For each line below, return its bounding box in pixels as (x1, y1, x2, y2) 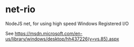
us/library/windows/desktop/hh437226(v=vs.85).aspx (5, 36, 120, 42)
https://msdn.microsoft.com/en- (14, 30, 83, 36)
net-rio (5, 4, 36, 15)
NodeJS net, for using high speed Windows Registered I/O (5, 20, 129, 27)
